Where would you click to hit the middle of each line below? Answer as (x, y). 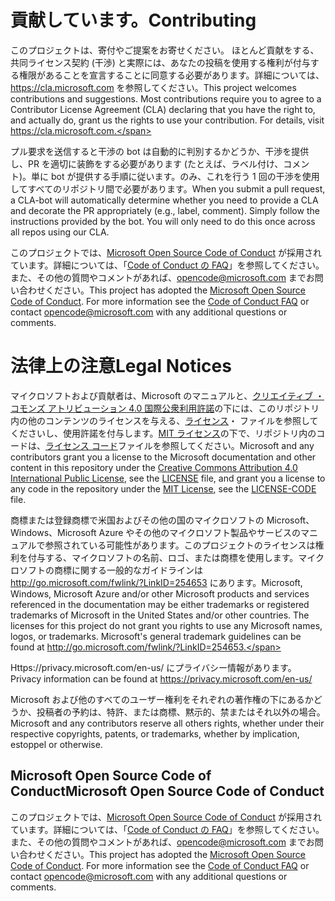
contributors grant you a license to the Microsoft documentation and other (163, 457)
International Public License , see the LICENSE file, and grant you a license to (168, 478)
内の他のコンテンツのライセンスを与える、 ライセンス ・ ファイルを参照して (164, 420)
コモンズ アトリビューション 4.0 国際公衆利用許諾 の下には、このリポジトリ (165, 408)
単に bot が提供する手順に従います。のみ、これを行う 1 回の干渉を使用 (175, 176)
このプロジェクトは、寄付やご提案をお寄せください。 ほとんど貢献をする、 (165, 50)
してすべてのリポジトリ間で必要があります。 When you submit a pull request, (168, 188)
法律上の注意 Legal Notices (121, 366)
